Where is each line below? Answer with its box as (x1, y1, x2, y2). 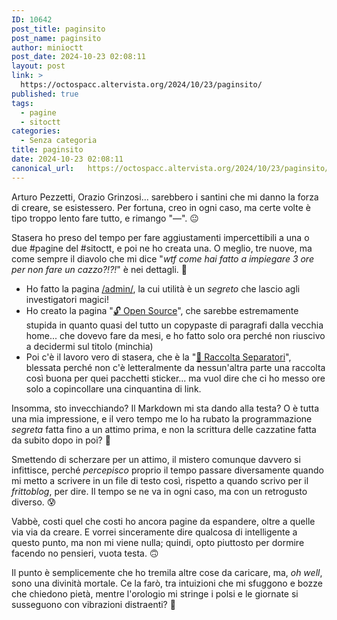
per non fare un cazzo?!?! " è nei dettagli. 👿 (11, 263, 188, 275)
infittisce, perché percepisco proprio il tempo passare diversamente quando (11, 464, 324, 476)
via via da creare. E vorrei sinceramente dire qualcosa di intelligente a (11, 526, 298, 538)
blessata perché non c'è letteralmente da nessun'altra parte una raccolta (25, 361, 326, 373)
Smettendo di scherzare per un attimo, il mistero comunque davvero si (11, 453, 301, 465)
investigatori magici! (25, 293, 109, 305)
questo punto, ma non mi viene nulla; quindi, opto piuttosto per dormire (11, 536, 305, 548)
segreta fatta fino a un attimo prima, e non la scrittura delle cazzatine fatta (11, 423, 317, 435)
